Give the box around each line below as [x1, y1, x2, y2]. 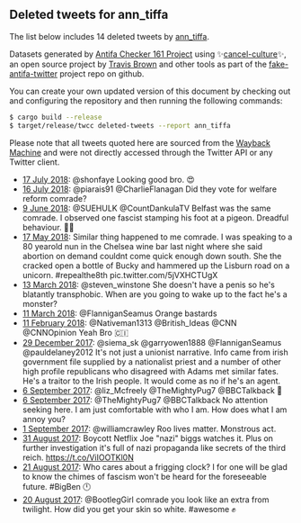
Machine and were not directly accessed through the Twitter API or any [9, 147, 273, 158]
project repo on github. [59, 68, 145, 79]
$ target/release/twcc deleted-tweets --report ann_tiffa [9, 121, 231, 130]
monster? [22, 298, 58, 309]
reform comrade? [22, 193, 87, 203]
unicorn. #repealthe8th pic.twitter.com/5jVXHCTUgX [22, 269, 218, 280]
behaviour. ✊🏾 [22, 221, 75, 232]
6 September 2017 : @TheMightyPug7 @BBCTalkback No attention [22, 394, 268, 405]
